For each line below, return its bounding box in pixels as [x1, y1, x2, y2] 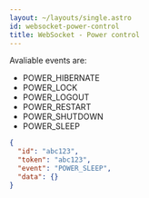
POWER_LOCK [22, 83, 78, 94]
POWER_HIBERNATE [22, 73, 100, 84]
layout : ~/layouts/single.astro [9, 13, 132, 23]
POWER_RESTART [22, 102, 92, 113]
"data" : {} [17, 172, 59, 182]
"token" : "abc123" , [17, 155, 92, 164]
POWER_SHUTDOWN [22, 111, 104, 123]
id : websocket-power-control [9, 22, 120, 31]
